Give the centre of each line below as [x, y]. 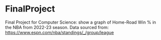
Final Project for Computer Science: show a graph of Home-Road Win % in [80, 22]
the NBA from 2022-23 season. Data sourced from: [57, 27]
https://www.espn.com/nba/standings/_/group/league [60, 32]
